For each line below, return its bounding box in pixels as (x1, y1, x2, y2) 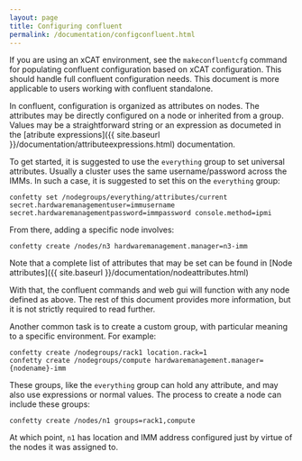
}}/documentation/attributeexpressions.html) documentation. (9, 139, 236, 149)
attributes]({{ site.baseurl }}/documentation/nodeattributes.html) (9, 267, 250, 278)
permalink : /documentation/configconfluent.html (9, 30, 196, 39)
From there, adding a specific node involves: (9, 224, 175, 235)
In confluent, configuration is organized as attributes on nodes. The (9, 101, 260, 112)
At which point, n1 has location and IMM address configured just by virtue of (9, 432, 293, 443)
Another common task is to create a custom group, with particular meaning (9, 321, 288, 332)
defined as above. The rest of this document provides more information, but (9, 294, 291, 305)
